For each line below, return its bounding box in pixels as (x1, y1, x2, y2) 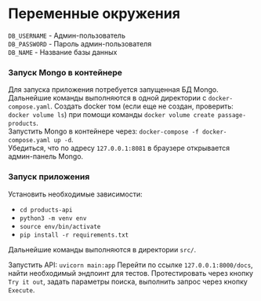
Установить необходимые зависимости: (8, 189, 143, 199)
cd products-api (19, 206, 73, 214)
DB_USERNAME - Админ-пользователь (8, 31, 125, 40)
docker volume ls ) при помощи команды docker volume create (8, 110, 215, 119)
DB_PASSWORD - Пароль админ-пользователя (8, 39, 152, 48)
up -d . (53, 135, 74, 145)
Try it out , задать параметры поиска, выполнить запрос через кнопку (8, 277, 248, 286)
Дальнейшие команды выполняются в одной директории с (8, 94, 207, 103)
